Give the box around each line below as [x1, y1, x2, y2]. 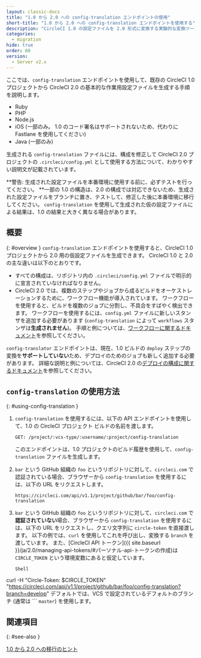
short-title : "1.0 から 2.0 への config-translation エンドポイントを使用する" [6, 20, 196, 26]
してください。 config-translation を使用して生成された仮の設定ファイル [6, 201, 188, 208]
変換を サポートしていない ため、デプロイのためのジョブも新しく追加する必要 [6, 352, 195, 359]
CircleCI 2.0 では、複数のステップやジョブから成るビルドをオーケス [14, 287, 182, 294]
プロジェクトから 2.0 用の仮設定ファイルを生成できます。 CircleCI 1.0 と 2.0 [6, 252, 193, 259]
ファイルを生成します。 [45, 453, 103, 460]
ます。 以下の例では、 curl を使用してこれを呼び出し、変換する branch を [14, 532, 194, 539]
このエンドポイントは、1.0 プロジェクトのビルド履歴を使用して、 [14, 445, 175, 453]
